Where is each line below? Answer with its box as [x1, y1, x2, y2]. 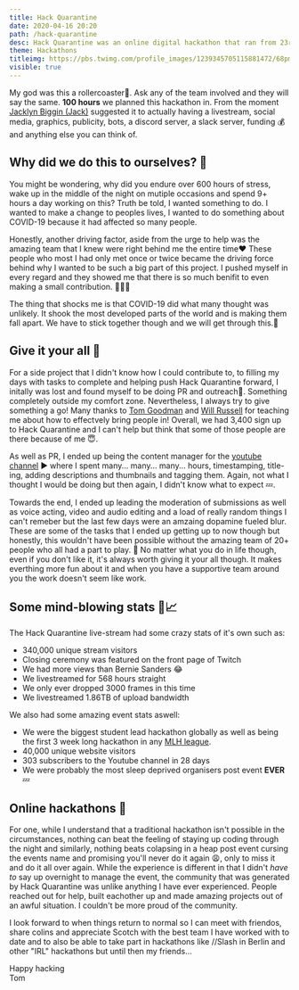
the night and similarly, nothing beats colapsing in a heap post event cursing [9, 844, 289, 854]
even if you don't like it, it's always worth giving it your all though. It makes [9, 554, 282, 565]
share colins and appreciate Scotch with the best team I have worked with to [9, 927, 290, 937]
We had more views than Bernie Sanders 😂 [21, 664, 183, 674]
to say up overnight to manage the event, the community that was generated [9, 871, 290, 883]
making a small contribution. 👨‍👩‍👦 [9, 281, 131, 292]
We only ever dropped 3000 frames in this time [21, 683, 196, 694]
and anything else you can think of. [9, 128, 138, 139]
